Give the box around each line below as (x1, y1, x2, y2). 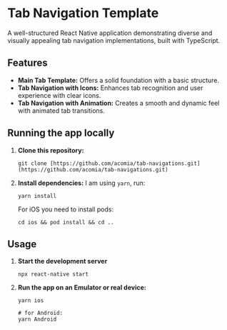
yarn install (17, 192, 57, 199)
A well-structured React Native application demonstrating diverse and (7, 29, 213, 37)
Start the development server (17, 257, 108, 266)
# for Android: (17, 309, 64, 317)
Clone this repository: (17, 146, 84, 154)
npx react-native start (17, 271, 89, 278)
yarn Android (17, 316, 57, 323)
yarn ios (17, 297, 44, 304)
